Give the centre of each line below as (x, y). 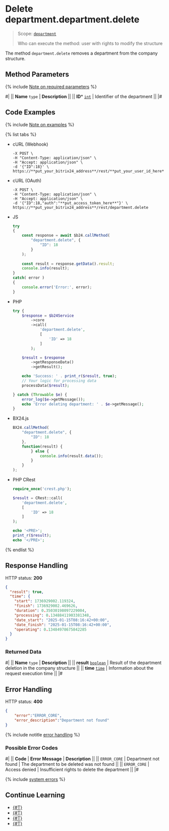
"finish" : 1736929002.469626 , (46, 606)
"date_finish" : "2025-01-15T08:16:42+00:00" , (63, 625)
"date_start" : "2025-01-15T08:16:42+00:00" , (62, 620)
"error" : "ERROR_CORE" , (38, 716)
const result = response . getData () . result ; (68, 264)
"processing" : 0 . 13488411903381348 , (53, 615)
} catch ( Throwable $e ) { (40, 395)
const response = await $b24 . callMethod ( (66, 236)
